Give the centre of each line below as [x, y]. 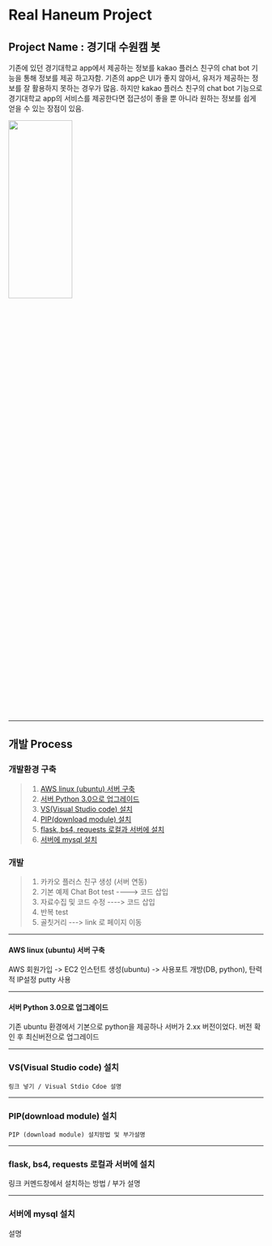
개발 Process [40, 744]
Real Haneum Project [80, 15]
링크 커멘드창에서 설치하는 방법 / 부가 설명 [74, 1184]
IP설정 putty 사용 [44, 980]
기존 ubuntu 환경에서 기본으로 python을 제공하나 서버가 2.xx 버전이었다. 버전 [130, 1027]
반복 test [54, 912]
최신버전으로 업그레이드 [62, 1037]
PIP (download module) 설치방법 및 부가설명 [77, 1134]
